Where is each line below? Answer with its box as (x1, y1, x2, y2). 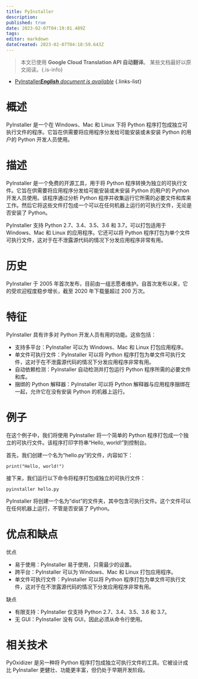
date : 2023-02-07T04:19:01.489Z (6, 25, 85, 31)
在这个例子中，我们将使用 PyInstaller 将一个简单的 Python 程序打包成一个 (6, 431, 184, 438)
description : (6, 14, 38, 20)
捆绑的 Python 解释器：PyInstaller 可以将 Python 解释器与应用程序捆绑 (14, 380, 186, 387)
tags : (6, 31, 19, 37)
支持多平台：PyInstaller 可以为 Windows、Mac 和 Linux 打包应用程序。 (14, 344, 187, 351)
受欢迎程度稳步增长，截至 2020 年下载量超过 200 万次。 (11, 287, 148, 295)
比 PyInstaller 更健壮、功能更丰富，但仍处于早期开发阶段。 (6, 667, 148, 674)
